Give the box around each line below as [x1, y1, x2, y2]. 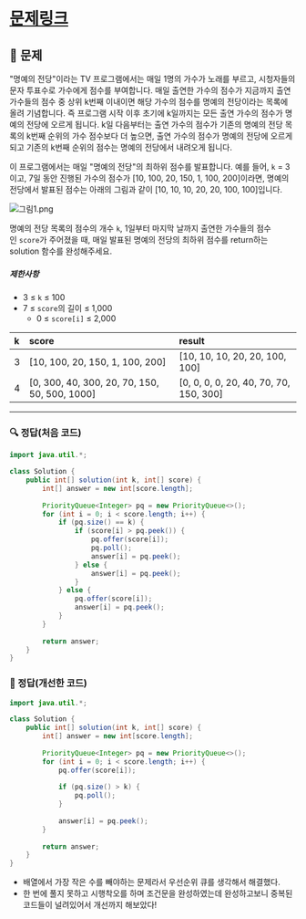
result [178, 334, 205, 347]
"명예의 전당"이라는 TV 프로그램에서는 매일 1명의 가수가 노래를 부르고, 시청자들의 [9, 74, 296, 84]
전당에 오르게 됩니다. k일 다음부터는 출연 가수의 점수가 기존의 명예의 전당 [25, 120, 284, 130]
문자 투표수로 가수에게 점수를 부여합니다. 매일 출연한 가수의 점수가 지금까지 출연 [9, 85, 291, 96]
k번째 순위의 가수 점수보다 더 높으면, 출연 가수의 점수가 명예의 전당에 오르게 [25, 131, 293, 141]
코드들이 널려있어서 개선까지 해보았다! [22, 900, 158, 911]
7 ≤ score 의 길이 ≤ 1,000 [22, 302, 113, 313]
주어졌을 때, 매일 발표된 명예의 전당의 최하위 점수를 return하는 [48, 235, 269, 245]
